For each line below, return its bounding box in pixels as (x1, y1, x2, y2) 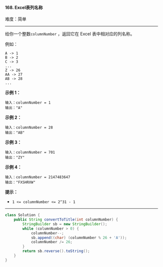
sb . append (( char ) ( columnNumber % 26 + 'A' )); (31, 235, 127, 240)
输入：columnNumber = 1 (5, 100, 51, 105)
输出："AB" (5, 130, 25, 135)
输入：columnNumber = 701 (5, 150, 55, 155)
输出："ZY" (5, 155, 25, 160)
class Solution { (5, 213, 40, 218)
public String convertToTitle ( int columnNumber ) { (14, 217, 118, 222)
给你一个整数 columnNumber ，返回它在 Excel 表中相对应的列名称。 (5, 31, 135, 37)
